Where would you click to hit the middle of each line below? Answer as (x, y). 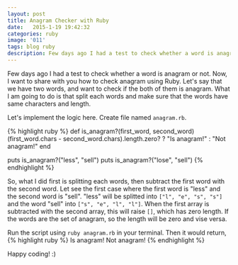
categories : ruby (33, 34)
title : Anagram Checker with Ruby (58, 21)
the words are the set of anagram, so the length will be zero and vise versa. (117, 219)
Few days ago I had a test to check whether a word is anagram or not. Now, (118, 73)
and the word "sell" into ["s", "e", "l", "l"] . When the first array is (108, 203)
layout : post (27, 14)
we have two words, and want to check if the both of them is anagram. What (119, 89)
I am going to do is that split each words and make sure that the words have (118, 96)
